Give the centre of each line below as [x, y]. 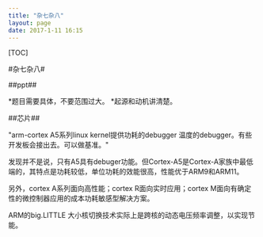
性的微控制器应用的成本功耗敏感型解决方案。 [81, 198]
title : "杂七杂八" [36, 15]
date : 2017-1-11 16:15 [46, 30]
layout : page [30, 23]
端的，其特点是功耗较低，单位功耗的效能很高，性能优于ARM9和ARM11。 [126, 172]
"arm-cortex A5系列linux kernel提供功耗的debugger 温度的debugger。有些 [130, 135]
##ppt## [23, 85]
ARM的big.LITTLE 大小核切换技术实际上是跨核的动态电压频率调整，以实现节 [131, 216]
